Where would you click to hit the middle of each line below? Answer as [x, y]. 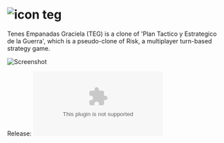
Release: [20, 133]
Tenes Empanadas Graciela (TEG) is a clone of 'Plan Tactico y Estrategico [112, 34]
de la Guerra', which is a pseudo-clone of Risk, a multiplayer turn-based [110, 41]
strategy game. [29, 48]
